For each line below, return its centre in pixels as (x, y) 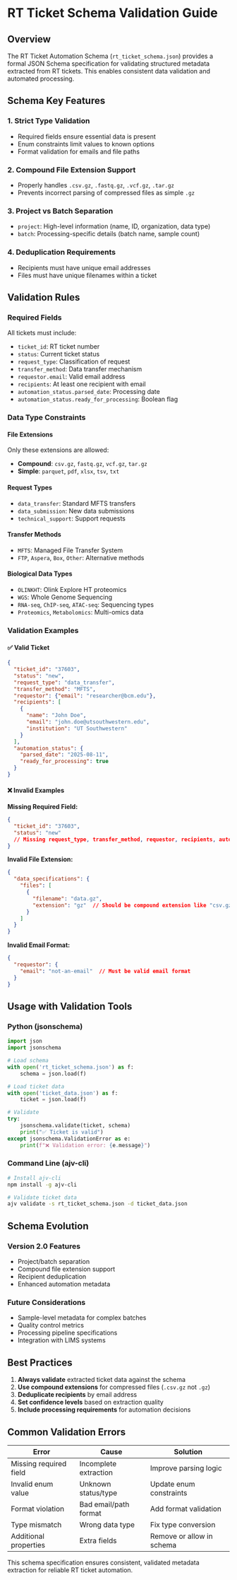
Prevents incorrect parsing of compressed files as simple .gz (106, 192)
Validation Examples (43, 630)
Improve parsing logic (186, 1468)
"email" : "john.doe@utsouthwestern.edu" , (88, 722)
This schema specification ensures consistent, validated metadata (103, 1562)
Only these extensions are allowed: (58, 450)
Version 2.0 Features (44, 1246)
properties (28, 1545)
